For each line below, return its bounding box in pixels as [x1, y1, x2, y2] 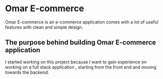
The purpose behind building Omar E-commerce [5, 39, 156, 47]
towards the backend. [5, 69, 49, 75]
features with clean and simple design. [5, 24, 83, 30]
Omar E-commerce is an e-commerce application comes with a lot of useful [5, 19, 159, 25]
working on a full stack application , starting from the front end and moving [5, 64, 157, 70]
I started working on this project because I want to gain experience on [5, 59, 147, 65]
